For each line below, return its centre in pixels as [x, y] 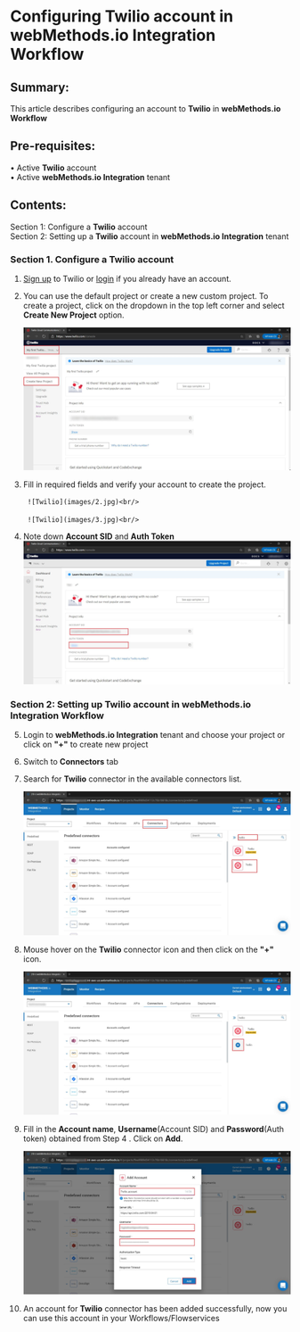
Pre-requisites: [53, 146]
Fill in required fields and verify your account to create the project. [144, 484]
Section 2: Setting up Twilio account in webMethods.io [131, 704]
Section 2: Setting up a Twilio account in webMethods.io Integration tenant [150, 236]
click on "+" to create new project [85, 745]
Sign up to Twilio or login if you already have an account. [127, 278]
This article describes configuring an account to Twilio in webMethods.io [146, 108]
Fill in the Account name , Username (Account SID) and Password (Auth [153, 1129]
